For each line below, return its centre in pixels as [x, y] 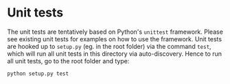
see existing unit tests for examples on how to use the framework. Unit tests [114, 39]
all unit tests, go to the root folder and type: [68, 61]
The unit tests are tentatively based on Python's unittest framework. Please [115, 32]
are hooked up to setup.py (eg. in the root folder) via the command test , [109, 46]
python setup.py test [38, 74]
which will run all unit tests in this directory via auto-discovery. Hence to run [114, 54]
